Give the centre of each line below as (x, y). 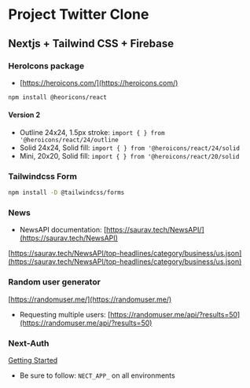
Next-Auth (29, 343)
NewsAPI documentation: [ (63, 230)
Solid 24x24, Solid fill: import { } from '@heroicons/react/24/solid (129, 148)
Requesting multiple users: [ (65, 314)
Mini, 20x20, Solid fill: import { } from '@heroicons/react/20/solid (129, 156)
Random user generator (54, 282)
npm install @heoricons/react (58, 97)
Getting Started (33, 361)
